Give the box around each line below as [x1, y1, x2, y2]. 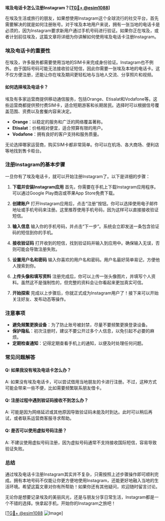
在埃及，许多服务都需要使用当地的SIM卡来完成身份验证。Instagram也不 [5, 59, 150, 66]
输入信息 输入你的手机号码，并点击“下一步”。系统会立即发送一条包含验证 [12, 223, 160, 229]
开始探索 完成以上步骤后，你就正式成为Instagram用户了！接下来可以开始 [12, 290, 159, 296]
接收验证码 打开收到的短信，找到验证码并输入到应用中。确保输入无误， [12, 240, 156, 246]
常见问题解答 [5, 354, 36, 361]
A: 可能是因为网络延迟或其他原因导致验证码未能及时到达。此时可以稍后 [5, 409, 148, 415]
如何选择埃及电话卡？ [5, 84, 48, 90]
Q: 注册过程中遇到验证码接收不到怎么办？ [5, 397, 88, 403]
